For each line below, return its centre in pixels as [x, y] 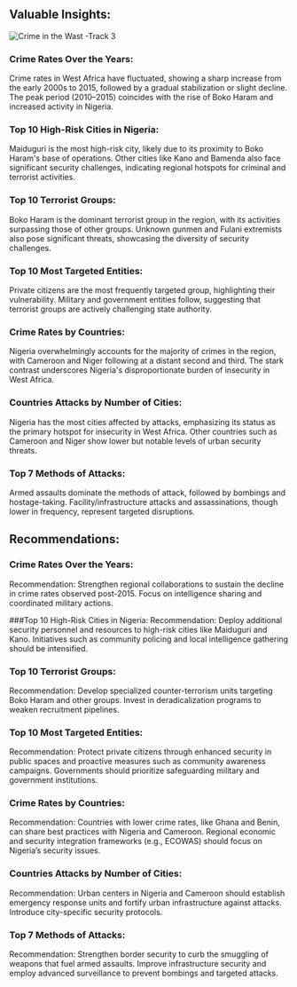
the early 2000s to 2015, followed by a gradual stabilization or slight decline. [148, 88]
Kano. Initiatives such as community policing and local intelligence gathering [149, 639]
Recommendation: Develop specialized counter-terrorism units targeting [141, 691]
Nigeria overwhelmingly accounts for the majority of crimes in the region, [143, 351]
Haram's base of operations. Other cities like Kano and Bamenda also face [145, 158]
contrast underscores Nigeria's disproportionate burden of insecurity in [140, 370]
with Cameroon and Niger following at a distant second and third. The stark [146, 361]
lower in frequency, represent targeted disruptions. [102, 511]
